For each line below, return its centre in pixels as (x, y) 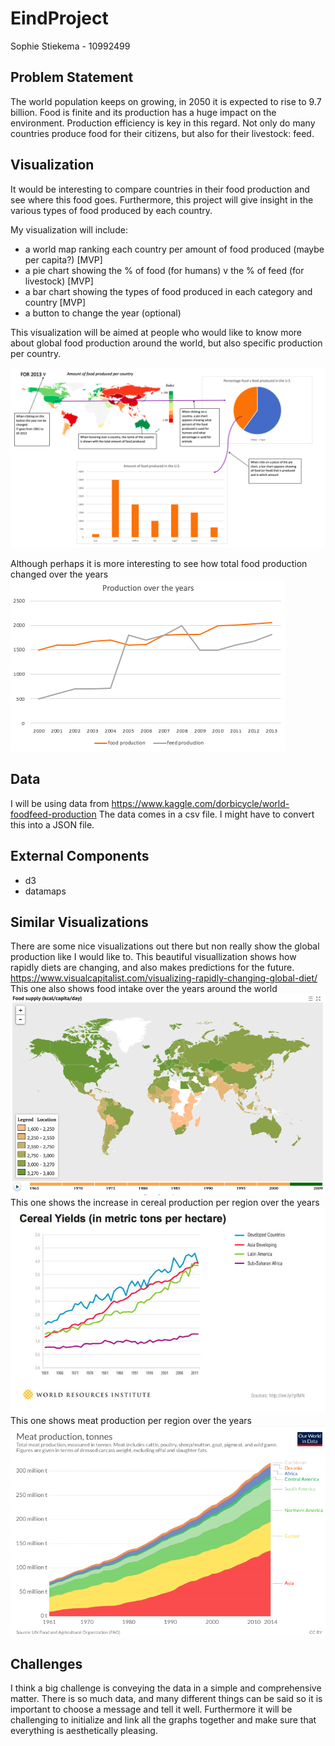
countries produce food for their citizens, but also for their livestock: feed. (162, 133)
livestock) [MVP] (59, 281)
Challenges (46, 1663)
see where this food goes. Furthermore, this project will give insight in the (162, 199)
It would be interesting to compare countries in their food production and (160, 189)
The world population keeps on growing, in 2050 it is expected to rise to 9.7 (166, 101)
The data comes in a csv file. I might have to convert (206, 814)
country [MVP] (55, 302)
